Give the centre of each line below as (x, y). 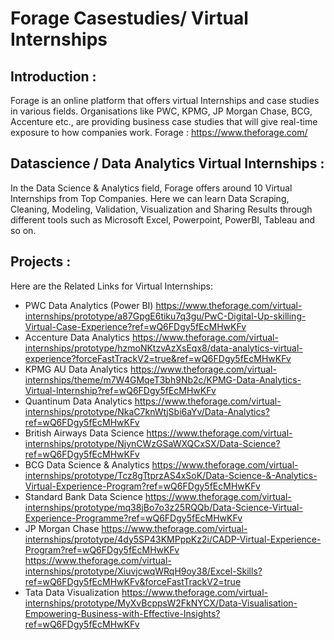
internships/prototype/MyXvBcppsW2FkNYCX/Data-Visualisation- (161, 603)
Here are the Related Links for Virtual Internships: (111, 286)
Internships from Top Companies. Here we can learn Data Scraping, (150, 198)
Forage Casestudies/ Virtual (129, 18)
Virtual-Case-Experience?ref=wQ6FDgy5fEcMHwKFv (135, 326)
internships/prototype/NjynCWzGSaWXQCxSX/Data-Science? (152, 443)
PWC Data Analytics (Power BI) (89, 305)
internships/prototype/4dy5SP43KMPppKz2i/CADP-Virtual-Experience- (173, 539)
